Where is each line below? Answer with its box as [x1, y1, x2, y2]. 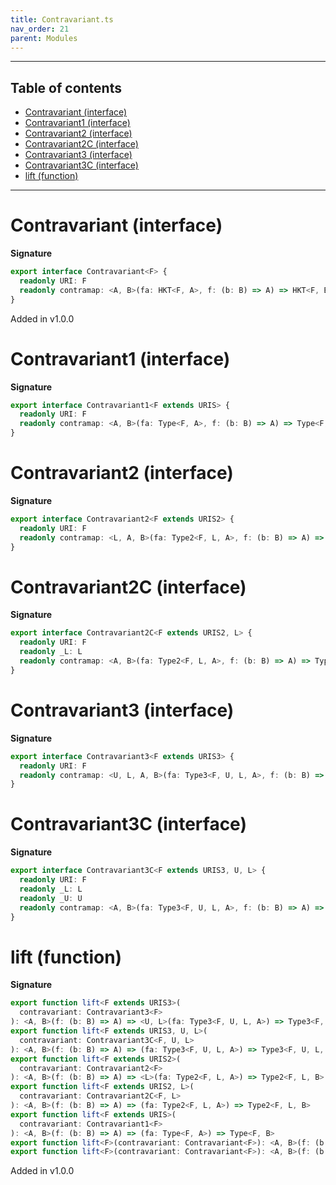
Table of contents [10, 79, 122, 96]
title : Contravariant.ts [10, 14, 114, 25]
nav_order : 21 [10, 24, 70, 34]
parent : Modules [10, 33, 78, 43]
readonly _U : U [19, 893, 83, 903]
